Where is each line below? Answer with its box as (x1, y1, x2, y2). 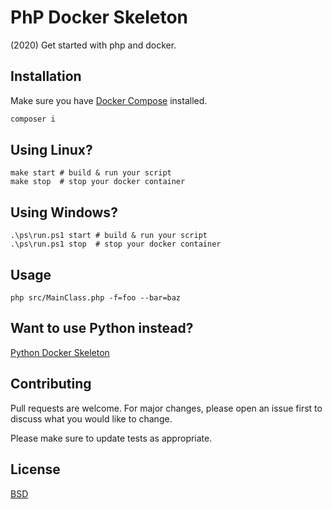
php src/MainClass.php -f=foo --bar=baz (10, 293, 182, 303)
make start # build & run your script (10, 168, 172, 178)
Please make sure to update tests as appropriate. (10, 432, 213, 444)
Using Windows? (10, 204, 118, 221)
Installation (10, 68, 82, 85)
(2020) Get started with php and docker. (10, 39, 177, 51)
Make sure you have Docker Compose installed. (10, 94, 208, 106)
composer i (10, 114, 56, 124)
